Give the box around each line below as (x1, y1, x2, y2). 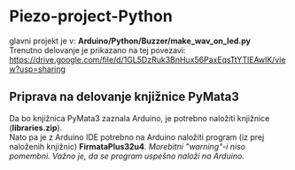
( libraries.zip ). (9, 122, 63, 133)
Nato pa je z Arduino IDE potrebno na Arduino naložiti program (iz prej (9, 131, 265, 143)
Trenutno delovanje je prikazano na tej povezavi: (9, 44, 186, 55)
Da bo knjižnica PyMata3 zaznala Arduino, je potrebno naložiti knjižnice (9, 112, 270, 123)
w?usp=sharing (9, 64, 66, 74)
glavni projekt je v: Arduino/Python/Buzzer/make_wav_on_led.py (9, 35, 251, 46)
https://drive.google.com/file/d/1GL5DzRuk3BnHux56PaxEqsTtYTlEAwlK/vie (9, 54, 286, 65)
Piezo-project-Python (9, 6, 173, 27)
